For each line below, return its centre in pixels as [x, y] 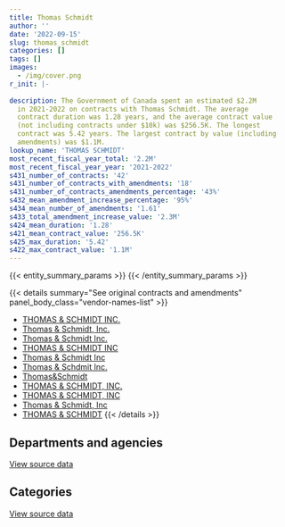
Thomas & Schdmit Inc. [65, 367]
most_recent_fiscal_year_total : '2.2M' [83, 159]
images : [24, 68]
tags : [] [25, 59]
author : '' [29, 26]
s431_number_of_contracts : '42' [69, 175]
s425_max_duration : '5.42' [59, 242]
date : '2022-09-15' [45, 34]
